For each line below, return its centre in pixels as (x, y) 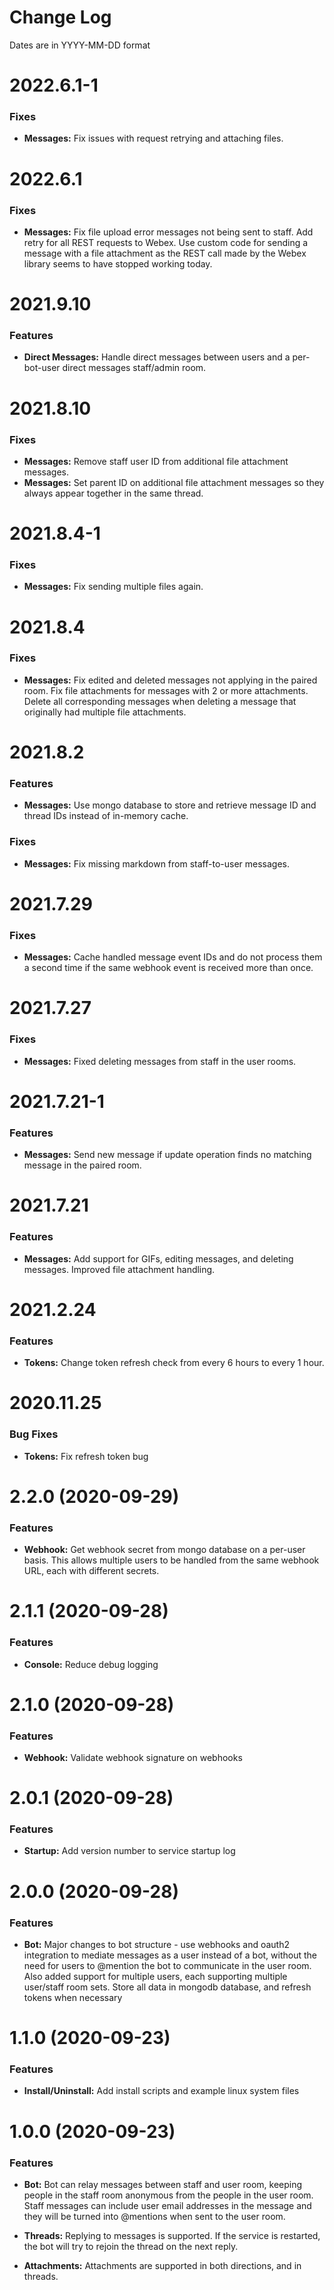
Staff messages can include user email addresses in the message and (167, 2205)
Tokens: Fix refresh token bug (86, 1456)
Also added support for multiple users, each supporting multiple (155, 1976)
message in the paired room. (82, 1165)
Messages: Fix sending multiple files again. (113, 587)
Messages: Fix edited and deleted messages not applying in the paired (170, 680)
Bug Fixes (34, 1434)
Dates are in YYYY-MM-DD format (80, 45)
